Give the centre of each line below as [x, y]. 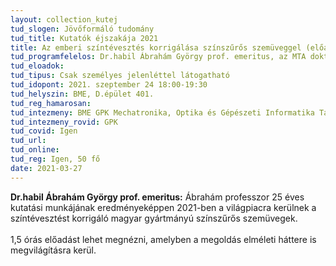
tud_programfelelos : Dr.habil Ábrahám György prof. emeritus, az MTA [158, 57]
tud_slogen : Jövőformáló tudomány [82, 29]
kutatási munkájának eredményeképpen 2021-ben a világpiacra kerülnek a [163, 207]
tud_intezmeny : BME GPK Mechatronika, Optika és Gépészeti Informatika [162, 112]
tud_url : [28, 141]
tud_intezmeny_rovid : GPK [64, 122]
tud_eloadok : [37, 66]
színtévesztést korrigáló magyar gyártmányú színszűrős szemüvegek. [154, 218]
